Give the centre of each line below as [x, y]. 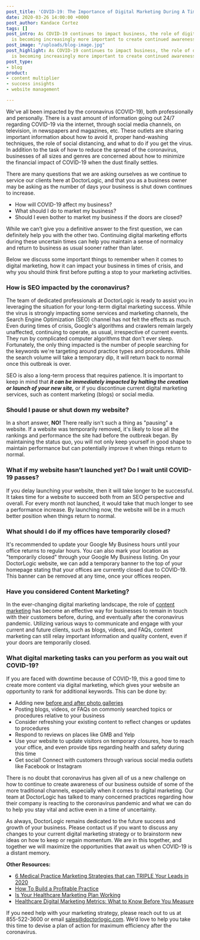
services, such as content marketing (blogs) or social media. [80, 395]
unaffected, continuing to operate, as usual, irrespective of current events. [97, 332]
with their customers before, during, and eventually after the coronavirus [95, 617]
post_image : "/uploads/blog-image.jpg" [56, 45]
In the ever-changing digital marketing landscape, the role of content [90, 605]
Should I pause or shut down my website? [68, 410]
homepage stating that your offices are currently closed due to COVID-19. [96, 570]
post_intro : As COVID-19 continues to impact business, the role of [93, 34]
